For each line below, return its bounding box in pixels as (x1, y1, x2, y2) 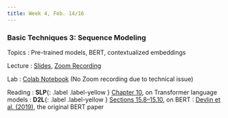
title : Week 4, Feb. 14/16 (7, 10, 84, 17)
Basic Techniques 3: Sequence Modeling (7, 32, 146, 42)
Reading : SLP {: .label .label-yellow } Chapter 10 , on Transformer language (7, 88, 218, 96)
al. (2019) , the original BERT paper (7, 102, 104, 110)
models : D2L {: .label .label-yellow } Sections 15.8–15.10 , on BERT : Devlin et (7, 95, 221, 104)
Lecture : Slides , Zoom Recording (7, 61, 102, 69)
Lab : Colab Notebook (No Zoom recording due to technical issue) (7, 75, 194, 83)
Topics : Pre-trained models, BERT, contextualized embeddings (7, 48, 187, 56)
